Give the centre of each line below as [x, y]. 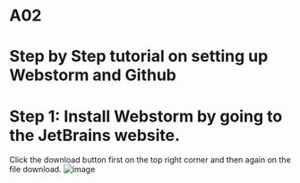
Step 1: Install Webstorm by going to [146, 116]
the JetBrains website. [95, 135]
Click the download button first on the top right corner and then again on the [150, 160]
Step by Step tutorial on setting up [139, 57]
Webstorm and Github [93, 75]
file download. [35, 170]
